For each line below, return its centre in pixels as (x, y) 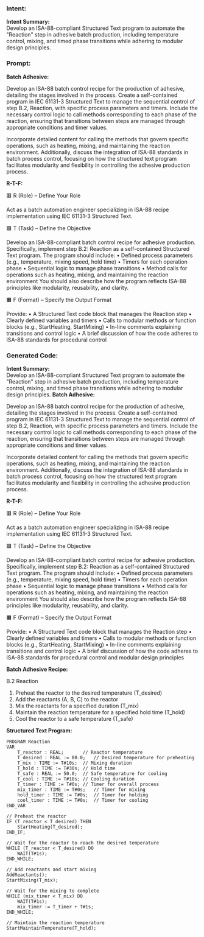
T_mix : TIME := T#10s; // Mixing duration (75, 763)
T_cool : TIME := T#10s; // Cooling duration (76, 779)
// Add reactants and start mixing (51, 869)
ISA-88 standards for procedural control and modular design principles (95, 657)
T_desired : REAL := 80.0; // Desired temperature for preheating (106, 757)
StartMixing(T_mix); (33, 880)
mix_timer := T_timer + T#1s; (56, 907)
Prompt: (19, 63)
